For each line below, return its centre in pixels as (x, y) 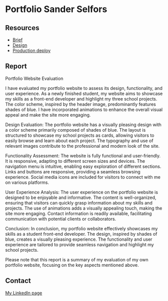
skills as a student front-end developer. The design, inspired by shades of (81, 234)
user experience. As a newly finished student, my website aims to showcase (84, 93)
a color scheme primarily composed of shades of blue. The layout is (75, 130)
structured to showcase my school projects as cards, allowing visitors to (80, 135)
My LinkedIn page (24, 293)
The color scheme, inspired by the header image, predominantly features (81, 104)
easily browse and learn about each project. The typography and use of (79, 140)
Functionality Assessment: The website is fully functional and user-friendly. (83, 156)
